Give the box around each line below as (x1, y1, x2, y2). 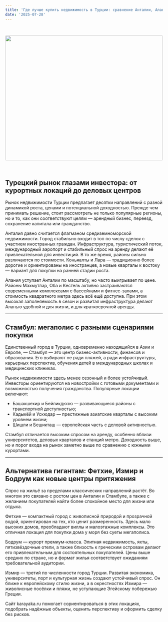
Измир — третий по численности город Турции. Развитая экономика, (5, 570, 154, 576)
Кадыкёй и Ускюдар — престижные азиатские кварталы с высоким (12, 411, 157, 417)
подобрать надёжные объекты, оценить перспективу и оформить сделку (5, 606, 162, 612)
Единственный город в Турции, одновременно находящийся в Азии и (5, 344, 154, 350)
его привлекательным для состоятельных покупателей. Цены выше (5, 549, 150, 555)
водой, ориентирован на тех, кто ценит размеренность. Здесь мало (5, 518, 151, 525)
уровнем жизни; (12, 417, 47, 423)
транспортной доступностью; (12, 406, 76, 412)
